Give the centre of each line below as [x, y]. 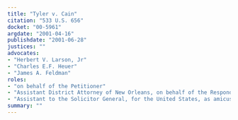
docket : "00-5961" [34, 27]
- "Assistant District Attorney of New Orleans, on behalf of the [107, 92]
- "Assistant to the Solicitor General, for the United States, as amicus [120, 100]
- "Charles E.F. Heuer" [42, 66]
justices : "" [27, 47]
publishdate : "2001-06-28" [47, 40]
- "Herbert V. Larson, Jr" [47, 60]
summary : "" [25, 106]
